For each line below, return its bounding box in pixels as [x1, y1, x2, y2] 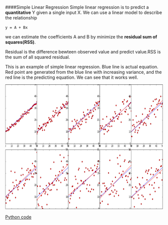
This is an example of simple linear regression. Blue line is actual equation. [5, 64, 158, 69]
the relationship [5, 15, 37, 20]
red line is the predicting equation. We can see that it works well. [5, 74, 138, 80]
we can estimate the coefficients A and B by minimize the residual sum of [5, 34, 157, 39]
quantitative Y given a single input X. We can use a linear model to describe [5, 9, 162, 15]
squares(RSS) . [5, 39, 36, 45]
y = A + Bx [5, 25, 28, 30]
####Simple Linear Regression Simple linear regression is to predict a [5, 4, 149, 10]
